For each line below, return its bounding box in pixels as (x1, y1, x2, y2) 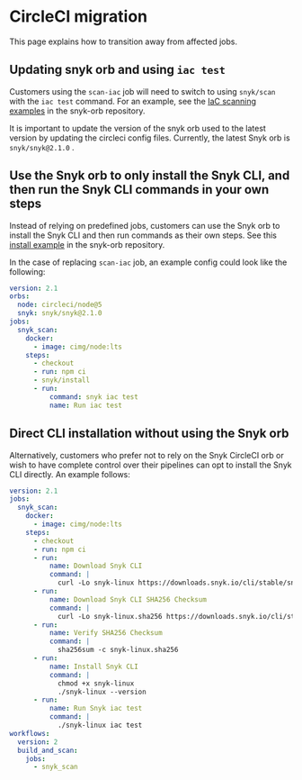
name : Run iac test (49, 401, 123, 410)
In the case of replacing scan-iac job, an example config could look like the (9, 257, 288, 268)
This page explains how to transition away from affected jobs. (9, 36, 238, 47)
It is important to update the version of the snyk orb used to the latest (9, 122, 267, 133)
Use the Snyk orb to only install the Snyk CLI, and (9, 168, 290, 184)
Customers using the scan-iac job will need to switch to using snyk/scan (9, 86, 276, 96)
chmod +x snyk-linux (57, 678, 135, 688)
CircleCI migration (9, 6, 148, 27)
